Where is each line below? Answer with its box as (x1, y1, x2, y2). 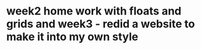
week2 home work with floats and (6, 4, 181, 18)
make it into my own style (6, 30, 139, 44)
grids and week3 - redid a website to (6, 17, 196, 31)
